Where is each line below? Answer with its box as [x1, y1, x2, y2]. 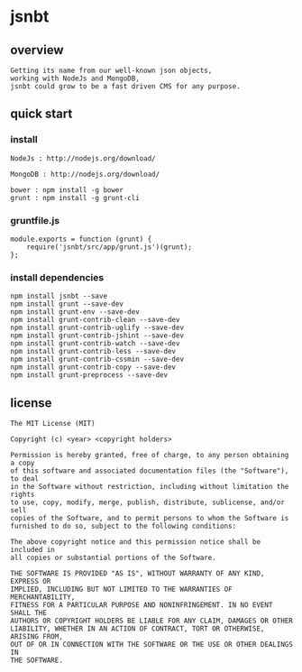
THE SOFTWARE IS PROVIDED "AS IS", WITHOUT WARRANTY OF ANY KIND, [10, 569, 265, 578]
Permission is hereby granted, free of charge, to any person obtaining [10, 451, 289, 460]
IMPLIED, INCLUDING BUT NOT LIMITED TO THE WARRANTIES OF [10, 585, 233, 594]
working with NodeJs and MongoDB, [10, 74, 141, 83]
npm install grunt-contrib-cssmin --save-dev [10, 354, 184, 364]
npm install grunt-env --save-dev [10, 308, 141, 317]
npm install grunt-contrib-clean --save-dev [10, 316, 180, 325]
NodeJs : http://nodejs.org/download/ [10, 153, 156, 163]
